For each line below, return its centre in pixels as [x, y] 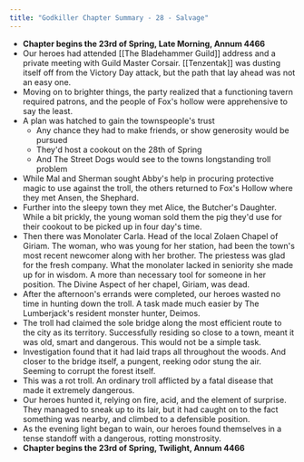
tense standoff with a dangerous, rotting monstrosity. [122, 438]
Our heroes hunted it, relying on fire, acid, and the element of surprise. [155, 399]
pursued [52, 140]
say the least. [48, 111]
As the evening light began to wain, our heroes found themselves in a [152, 428]
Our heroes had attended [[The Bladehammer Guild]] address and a [149, 53]
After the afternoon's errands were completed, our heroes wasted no [152, 294]
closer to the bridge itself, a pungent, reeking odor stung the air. [142, 361]
